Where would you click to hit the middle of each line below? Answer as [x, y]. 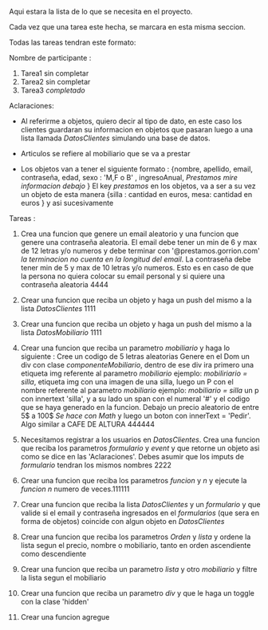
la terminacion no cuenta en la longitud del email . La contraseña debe [136, 259]
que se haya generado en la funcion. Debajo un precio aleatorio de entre [140, 407]
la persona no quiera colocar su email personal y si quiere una [123, 276]
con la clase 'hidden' [55, 602]
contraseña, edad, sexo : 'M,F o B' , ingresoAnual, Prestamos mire [129, 177]
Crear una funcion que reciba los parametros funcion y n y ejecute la [134, 480]
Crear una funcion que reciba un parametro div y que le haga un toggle [137, 593]
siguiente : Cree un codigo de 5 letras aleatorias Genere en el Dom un [135, 356]
